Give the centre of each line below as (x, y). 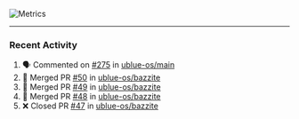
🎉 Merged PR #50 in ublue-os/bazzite (91, 78)
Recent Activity (44, 44)
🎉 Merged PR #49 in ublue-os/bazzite (92, 87)
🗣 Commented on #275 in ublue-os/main (98, 65)
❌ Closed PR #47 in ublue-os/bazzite (90, 106)
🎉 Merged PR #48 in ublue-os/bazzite (92, 97)
